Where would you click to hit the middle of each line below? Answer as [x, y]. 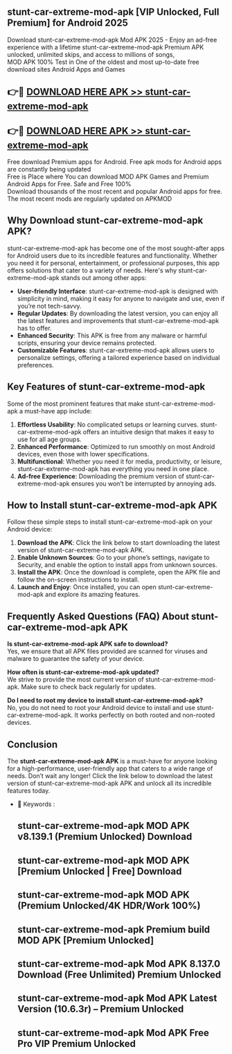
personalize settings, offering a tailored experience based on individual [118, 357]
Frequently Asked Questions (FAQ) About [98, 616]
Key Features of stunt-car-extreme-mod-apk [106, 387]
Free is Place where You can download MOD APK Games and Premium [108, 176]
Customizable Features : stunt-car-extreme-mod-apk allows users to [116, 350]
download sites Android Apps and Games [66, 69]
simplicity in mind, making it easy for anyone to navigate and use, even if [121, 298]
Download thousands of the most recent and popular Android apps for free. [115, 192]
